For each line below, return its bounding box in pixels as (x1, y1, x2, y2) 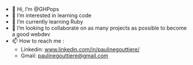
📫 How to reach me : (11, 37, 64, 44)
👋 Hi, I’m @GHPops (11, 6, 60, 12)
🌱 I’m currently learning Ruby (11, 18, 83, 25)
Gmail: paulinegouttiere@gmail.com (20, 52, 108, 59)
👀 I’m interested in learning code (11, 12, 92, 19)
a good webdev (11, 31, 51, 38)
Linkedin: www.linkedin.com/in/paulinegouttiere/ (20, 46, 140, 53)
